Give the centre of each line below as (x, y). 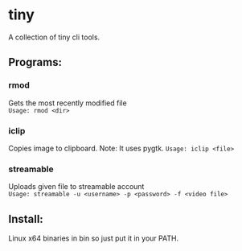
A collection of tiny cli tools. (54, 37)
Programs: (35, 62)
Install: (26, 219)
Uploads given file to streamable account (76, 187)
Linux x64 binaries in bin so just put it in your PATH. (94, 238)
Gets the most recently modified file (68, 103)
